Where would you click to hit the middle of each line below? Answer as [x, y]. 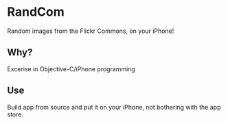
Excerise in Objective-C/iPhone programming [71, 69]
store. [15, 114]
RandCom [36, 12]
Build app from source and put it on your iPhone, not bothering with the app [114, 107]
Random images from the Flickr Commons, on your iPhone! [91, 31]
